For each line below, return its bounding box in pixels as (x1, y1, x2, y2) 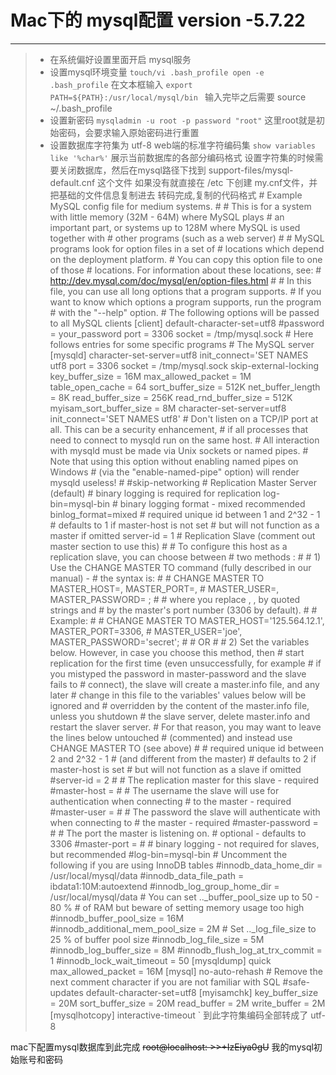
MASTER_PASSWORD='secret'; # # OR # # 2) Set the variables (49, 636, 310, 648)
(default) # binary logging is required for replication (49, 487, 262, 499)
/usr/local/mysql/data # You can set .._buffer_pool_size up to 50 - (49, 891, 320, 903)
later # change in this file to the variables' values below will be (49, 689, 307, 701)
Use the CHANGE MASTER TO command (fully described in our (49, 561, 312, 573)
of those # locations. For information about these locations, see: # (49, 264, 322, 276)
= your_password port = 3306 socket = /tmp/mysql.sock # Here (49, 327, 314, 340)
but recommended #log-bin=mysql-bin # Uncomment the (49, 848, 288, 860)
